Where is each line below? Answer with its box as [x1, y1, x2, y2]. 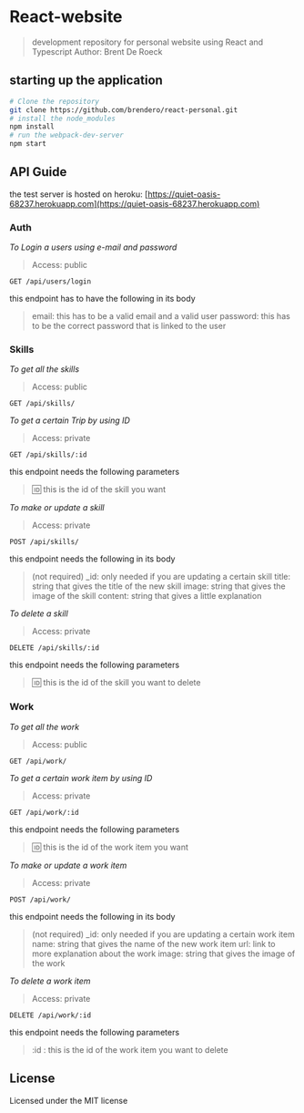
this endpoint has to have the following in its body [9, 294, 196, 304]
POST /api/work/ [9, 895, 71, 904]
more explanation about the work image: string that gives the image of [31, 948, 296, 959]
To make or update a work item [9, 860, 127, 871]
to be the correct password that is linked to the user [31, 321, 227, 332]
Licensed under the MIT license [9, 1095, 128, 1106]
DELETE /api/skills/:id [9, 644, 100, 653]
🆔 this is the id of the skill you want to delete [31, 677, 201, 688]
